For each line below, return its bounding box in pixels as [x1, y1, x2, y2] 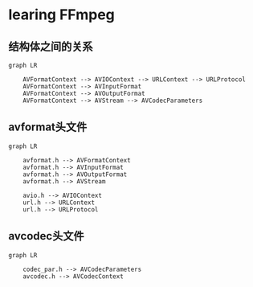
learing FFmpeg [8, 6, 115, 24]
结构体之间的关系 [8, 39, 93, 53]
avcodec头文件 [8, 229, 84, 243]
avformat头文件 [8, 121, 88, 134]
